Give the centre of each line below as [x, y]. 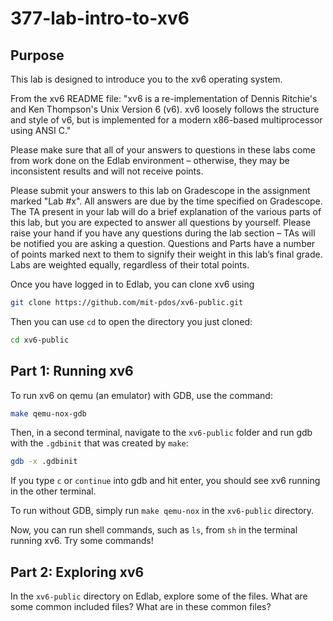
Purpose [37, 55]
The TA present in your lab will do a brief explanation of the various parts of [166, 211]
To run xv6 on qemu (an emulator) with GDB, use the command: [141, 395]
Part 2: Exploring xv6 [77, 572]
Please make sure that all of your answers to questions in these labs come [163, 150]
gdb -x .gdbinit [44, 462]
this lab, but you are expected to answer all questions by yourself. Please [161, 222]
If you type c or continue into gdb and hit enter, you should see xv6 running [165, 481]
